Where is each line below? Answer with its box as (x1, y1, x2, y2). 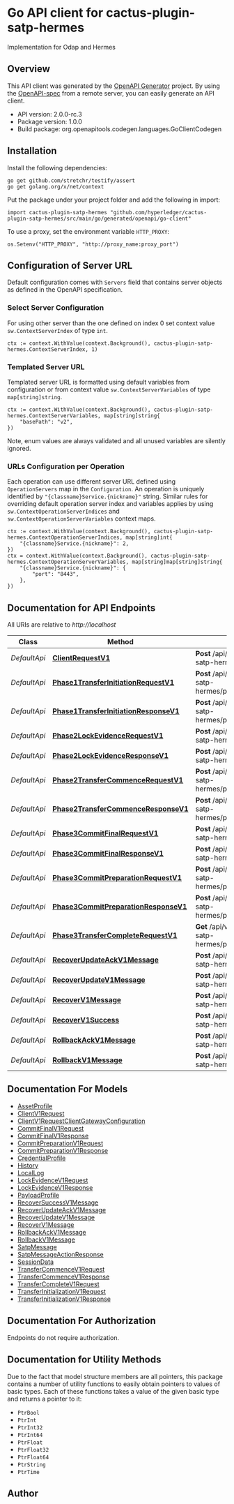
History (17, 1161, 39, 1170)
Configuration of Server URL (7, 260, 133, 271)
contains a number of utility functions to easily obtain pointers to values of (7, 1380, 221, 1388)
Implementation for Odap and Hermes (7, 43, 116, 51)
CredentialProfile (17, 1154, 66, 1162)
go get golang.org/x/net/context (7, 183, 104, 190)
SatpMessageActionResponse (17, 1250, 104, 1258)
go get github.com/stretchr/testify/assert (7, 177, 136, 184)
